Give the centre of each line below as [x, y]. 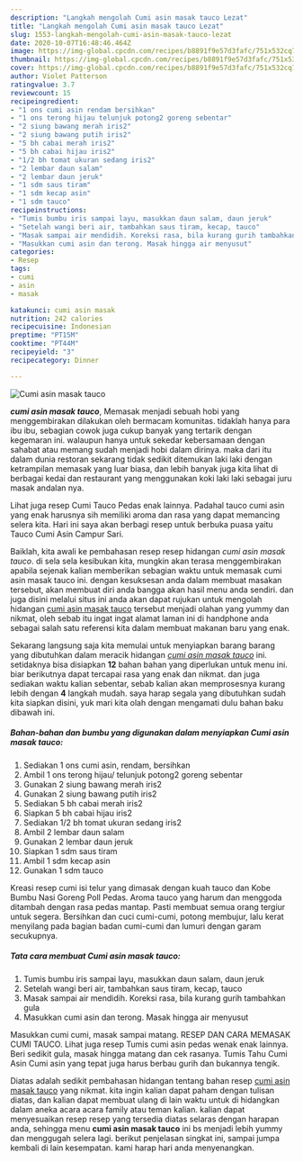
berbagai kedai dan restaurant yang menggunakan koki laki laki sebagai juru [151, 478]
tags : [20, 269]
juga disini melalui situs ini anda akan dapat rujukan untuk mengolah [136, 599]
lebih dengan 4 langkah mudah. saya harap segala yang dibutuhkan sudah [148, 693]
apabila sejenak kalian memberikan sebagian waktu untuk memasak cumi [146, 570]
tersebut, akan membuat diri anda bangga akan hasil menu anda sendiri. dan [152, 590]
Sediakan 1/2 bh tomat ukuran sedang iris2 [102, 822]
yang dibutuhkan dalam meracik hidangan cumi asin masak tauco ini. [139, 654]
